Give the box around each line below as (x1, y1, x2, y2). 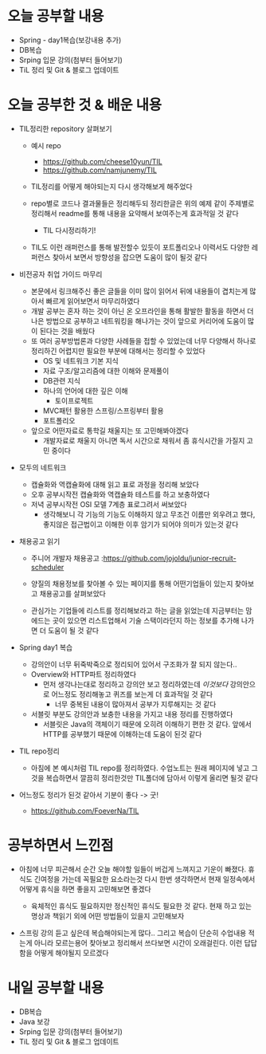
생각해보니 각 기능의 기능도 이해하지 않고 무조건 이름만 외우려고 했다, (42, 509, 256, 519)
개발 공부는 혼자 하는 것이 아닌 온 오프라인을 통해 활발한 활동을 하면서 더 (30, 306, 254, 316)
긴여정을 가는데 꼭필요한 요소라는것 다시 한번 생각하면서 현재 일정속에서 (33, 874, 256, 883)
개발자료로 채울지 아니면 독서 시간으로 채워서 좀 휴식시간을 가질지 (42, 435, 245, 445)
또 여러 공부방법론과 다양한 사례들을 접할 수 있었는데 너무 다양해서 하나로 (30, 336, 256, 345)
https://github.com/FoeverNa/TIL (30, 806, 139, 816)
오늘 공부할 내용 (7, 7, 104, 26)
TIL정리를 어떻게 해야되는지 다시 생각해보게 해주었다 (30, 181, 193, 191)
